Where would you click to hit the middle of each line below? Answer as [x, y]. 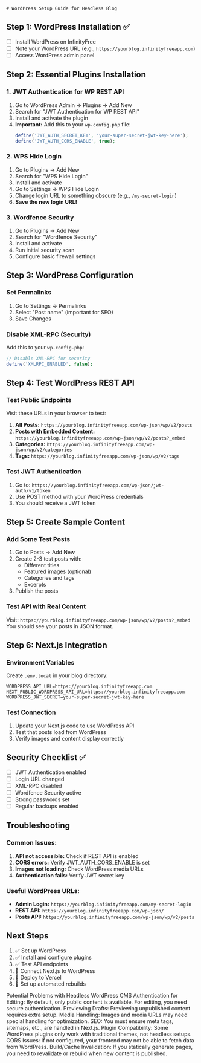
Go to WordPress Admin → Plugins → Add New [73, 105]
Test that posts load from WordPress [61, 732]
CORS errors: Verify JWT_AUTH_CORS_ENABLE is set [82, 862]
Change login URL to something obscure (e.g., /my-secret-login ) [96, 195]
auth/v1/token [33, 490]
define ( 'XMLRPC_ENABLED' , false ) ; [50, 364]
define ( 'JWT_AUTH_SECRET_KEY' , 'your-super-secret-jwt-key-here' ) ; [102, 135]
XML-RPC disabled [38, 785]
